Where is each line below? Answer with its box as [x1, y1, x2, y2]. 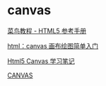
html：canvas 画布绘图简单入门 [7, 41, 99, 50]
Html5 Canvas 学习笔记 [7, 56, 76, 65]
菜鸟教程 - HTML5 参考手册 [7, 26, 87, 35]
